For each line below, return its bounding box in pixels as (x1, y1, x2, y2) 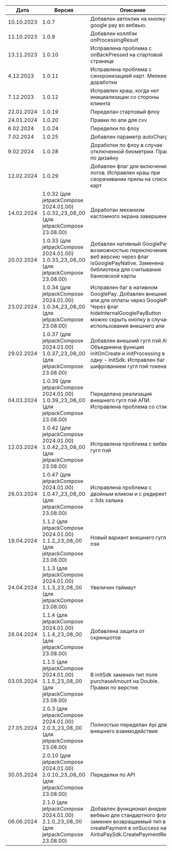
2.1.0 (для (42, 799, 68, 806)
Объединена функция (90, 344, 144, 350)
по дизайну (90, 154, 119, 161)
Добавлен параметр (90, 133, 142, 140)
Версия (54, 7, 74, 13)
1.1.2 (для (42, 518, 68, 525)
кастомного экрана (90, 213, 139, 220)
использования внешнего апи (90, 323, 165, 329)
